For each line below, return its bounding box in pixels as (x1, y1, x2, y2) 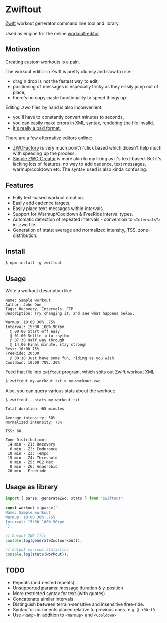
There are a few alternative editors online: (5, 135, 93, 141)
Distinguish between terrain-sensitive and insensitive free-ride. (12, 601, 144, 607)
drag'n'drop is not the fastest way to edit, (12, 78, 99, 84)
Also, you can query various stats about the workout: (5, 388, 115, 394)
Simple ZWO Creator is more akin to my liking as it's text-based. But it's (12, 155, 162, 161)
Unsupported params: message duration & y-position (12, 585, 124, 591)
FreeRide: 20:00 (5, 351, 39, 357)
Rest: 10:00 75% (5, 347, 39, 352)
